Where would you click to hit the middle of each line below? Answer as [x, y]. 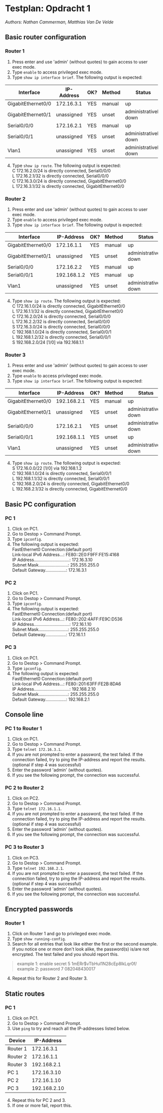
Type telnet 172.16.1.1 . [37, 809]
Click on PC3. [26, 858]
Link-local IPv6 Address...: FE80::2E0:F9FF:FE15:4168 [66, 554]
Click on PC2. [26, 798]
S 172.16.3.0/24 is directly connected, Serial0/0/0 [61, 327]
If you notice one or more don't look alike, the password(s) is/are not [81, 949]
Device [17, 1040]
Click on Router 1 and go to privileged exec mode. [62, 934]
